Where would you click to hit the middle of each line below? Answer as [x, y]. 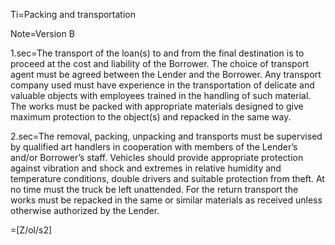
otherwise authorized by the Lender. [85, 210]
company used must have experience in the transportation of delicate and [162, 85]
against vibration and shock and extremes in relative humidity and [146, 168]
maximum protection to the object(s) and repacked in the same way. [151, 117]
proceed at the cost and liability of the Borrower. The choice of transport [160, 63]
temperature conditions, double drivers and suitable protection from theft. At [167, 178]
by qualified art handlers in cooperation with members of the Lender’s [154, 147]
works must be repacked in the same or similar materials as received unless [166, 200]
